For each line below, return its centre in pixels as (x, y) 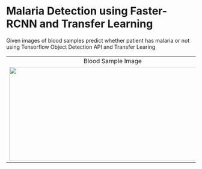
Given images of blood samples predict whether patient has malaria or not (98, 40)
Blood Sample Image (113, 61)
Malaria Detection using (67, 11)
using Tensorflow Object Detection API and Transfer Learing (81, 47)
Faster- (148, 11)
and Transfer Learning (96, 24)
